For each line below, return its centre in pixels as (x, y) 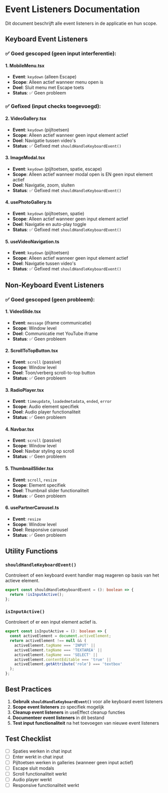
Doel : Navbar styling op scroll (43, 451)
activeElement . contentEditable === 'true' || (63, 660)
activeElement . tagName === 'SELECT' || (56, 655)
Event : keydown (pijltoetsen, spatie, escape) (57, 169)
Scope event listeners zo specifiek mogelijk (58, 707)
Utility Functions (32, 551)
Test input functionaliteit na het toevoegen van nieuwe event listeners (86, 723)
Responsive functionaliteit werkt (46, 785)
